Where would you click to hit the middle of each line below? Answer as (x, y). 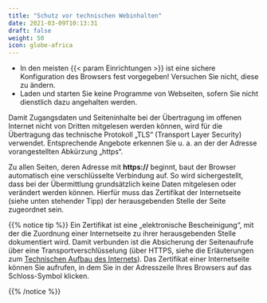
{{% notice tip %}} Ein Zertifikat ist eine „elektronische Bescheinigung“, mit (131, 225)
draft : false (30, 30)
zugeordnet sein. (36, 209)
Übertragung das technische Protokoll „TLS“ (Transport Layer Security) (125, 135)
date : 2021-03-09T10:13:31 (53, 23)
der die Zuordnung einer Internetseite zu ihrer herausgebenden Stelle (122, 233)
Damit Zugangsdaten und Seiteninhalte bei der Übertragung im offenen (125, 118)
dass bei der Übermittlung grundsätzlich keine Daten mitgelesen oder (122, 184)
